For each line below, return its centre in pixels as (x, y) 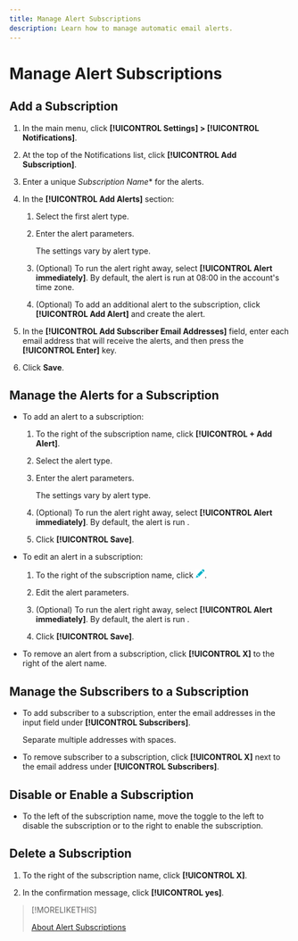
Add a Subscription (64, 107)
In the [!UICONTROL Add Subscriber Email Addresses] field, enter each (156, 331)
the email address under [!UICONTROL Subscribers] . (121, 767)
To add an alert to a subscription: (83, 417)
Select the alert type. (74, 461)
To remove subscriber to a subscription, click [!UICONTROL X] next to (151, 757)
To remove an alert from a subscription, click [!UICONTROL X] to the (148, 654)
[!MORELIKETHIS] (64, 910)
